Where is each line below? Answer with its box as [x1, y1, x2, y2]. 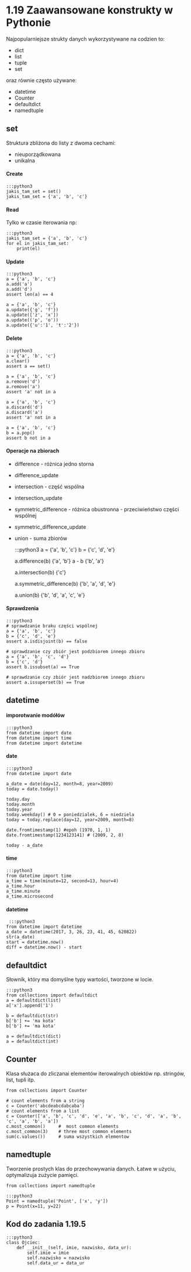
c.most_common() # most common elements [6, 1123, 119, 1129]
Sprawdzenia [6, 605, 39, 612]
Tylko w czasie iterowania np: [6, 219, 77, 226]
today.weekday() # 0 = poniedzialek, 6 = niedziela [6, 811, 134, 818]
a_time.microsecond [6, 893, 54, 899]
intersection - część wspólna [14, 483, 85, 490]
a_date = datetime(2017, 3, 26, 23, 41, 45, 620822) [6, 929, 137, 935]
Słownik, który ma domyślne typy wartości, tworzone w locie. [6, 975, 154, 982]
